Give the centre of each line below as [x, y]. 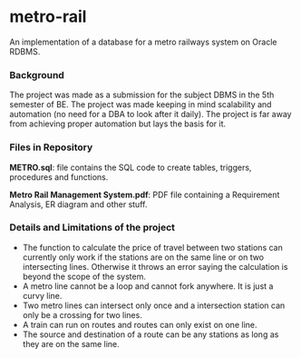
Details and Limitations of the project [92, 227]
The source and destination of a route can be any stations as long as [150, 334]
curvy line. [42, 295]
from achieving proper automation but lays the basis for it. [118, 124]
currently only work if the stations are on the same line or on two [143, 257]
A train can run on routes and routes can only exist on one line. [140, 324]
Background [37, 75]
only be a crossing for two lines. [82, 314]
